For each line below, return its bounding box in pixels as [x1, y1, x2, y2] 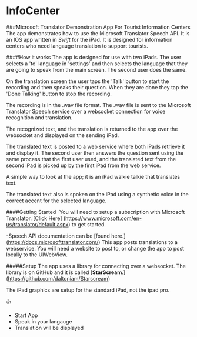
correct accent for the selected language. [6, 197, 107, 204]
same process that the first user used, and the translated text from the [6, 155, 176, 162]
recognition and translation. [6, 114, 73, 121]
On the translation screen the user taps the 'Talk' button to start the [6, 78, 169, 85]
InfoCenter [6, 4, 60, 18]
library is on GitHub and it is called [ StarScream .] [6, 269, 126, 276]
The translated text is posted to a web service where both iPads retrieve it [6, 143, 185, 150]
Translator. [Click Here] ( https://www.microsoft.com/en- [6, 215, 142, 222]
